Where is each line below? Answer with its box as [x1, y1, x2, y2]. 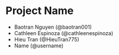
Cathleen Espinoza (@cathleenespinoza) [14, 29, 114, 36]
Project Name [5, 4, 74, 18]
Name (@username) [14, 42, 64, 49]
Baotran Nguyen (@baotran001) [14, 23, 92, 30]
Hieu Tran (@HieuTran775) [14, 36, 79, 43]
